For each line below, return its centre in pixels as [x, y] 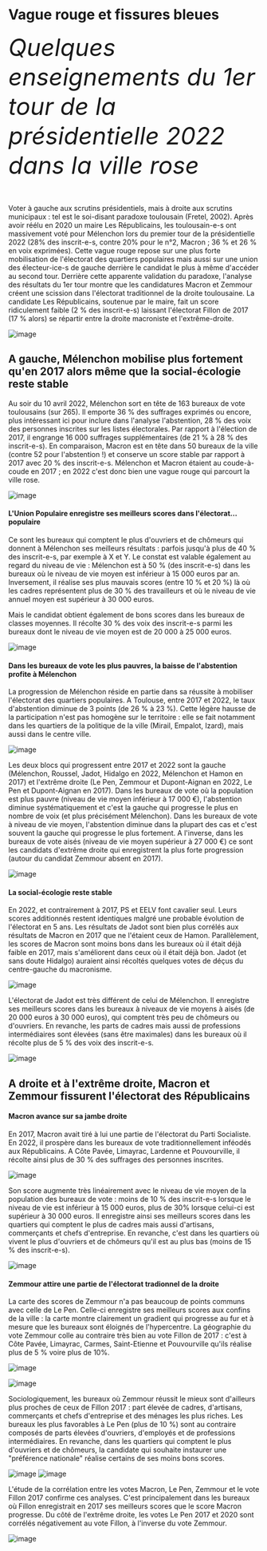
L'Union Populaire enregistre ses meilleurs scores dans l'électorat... [123, 514]
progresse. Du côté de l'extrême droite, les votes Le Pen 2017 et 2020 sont [131, 1515]
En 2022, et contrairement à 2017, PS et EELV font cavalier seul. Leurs [123, 910]
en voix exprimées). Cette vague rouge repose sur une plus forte [114, 250]
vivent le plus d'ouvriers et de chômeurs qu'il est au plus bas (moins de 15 [130, 1241]
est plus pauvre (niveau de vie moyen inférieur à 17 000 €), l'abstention [125, 799]
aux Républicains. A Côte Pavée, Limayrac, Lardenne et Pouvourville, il [124, 1151]
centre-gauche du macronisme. [60, 969]
